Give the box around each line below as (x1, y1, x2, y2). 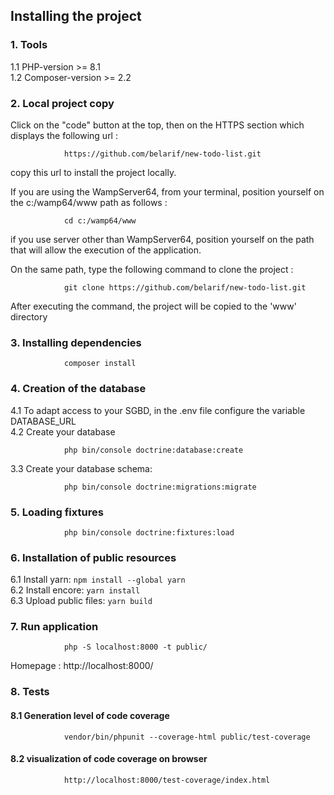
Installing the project (10, 8, 142, 25)
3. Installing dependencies (10, 335, 142, 349)
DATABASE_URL (10, 415, 77, 427)
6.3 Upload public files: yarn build (10, 595, 153, 607)
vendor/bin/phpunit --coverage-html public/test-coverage (63, 732, 311, 742)
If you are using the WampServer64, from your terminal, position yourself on (10, 185, 325, 198)
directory (10, 310, 48, 323)
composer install (63, 359, 137, 369)
